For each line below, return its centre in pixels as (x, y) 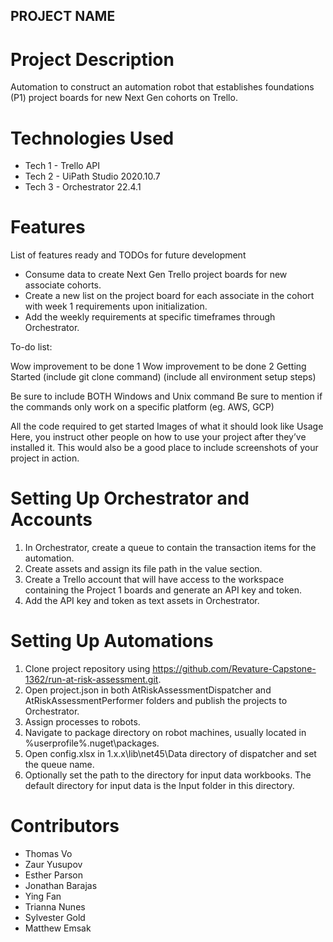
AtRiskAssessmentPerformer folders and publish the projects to (156, 701)
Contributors (65, 826)
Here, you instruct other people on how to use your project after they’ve (158, 437)
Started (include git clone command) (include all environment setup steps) (163, 377)
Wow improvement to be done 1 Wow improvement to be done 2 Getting (158, 366)
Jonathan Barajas (61, 886)
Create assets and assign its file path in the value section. (143, 569)
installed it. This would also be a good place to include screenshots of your (164, 448)
